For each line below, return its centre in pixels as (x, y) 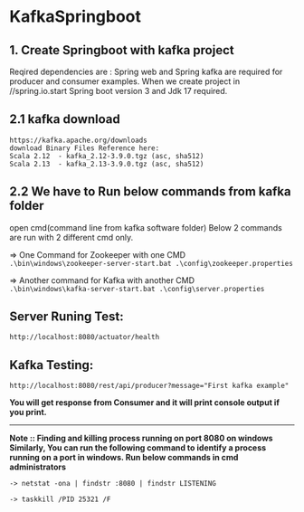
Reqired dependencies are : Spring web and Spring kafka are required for (146, 71)
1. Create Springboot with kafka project (122, 50)
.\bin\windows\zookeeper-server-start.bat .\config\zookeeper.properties (152, 263)
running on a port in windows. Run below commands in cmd (124, 458)
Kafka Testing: (52, 365)
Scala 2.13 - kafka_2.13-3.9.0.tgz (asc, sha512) (107, 164)
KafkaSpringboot (76, 17)
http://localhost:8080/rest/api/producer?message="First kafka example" (149, 386)
